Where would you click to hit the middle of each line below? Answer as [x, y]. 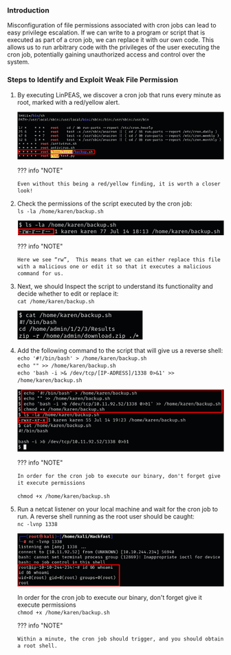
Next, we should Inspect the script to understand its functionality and [115, 286]
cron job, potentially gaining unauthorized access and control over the [107, 54]
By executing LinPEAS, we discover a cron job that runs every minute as [119, 94]
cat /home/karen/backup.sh [56, 301]
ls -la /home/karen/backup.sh [60, 211]
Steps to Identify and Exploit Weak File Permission [93, 80]
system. [18, 62]
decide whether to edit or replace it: [68, 293]
